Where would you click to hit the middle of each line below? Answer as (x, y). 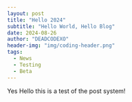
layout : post (26, 13)
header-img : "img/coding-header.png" (61, 45)
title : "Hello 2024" (37, 20)
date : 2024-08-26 (32, 33)
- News (23, 59)
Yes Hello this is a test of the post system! (66, 91)
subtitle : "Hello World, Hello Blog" (61, 26)
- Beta (23, 71)
